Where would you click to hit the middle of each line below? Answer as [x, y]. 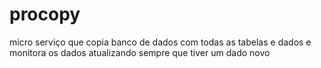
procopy [45, 14]
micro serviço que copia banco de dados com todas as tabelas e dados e [160, 42]
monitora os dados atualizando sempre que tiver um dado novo [140, 52]
